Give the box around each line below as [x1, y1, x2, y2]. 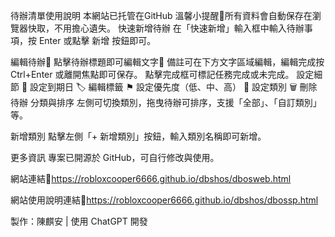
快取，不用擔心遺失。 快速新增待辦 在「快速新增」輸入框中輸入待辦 [27, 22, 305, 34]
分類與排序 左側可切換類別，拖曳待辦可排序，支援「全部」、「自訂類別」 [29, 97, 322, 108]
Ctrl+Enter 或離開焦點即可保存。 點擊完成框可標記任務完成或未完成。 [10, 69, 295, 80]
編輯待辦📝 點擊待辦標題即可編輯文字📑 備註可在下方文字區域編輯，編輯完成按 [10, 56, 325, 68]
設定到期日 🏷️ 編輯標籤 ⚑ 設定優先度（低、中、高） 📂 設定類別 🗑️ [29, 81, 298, 93]
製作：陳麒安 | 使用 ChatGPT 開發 [10, 215, 148, 227]
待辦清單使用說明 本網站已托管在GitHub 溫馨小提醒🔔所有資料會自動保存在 [10, 10, 313, 21]
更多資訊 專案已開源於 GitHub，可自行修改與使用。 [10, 152, 220, 163]
